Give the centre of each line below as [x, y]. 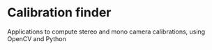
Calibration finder [59, 13]
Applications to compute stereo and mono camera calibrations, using [106, 32]
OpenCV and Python [37, 38]
